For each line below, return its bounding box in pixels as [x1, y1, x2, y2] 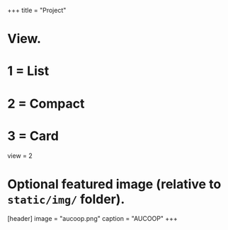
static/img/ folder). [7, 191, 125, 207]
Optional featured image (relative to [7, 176, 222, 192]
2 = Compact [7, 96, 85, 112]
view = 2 [7, 151, 33, 160]
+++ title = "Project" [7, 6, 67, 14]
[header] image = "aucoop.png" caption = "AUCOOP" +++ [7, 214, 178, 223]
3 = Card [7, 127, 59, 144]
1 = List [7, 63, 50, 79]
